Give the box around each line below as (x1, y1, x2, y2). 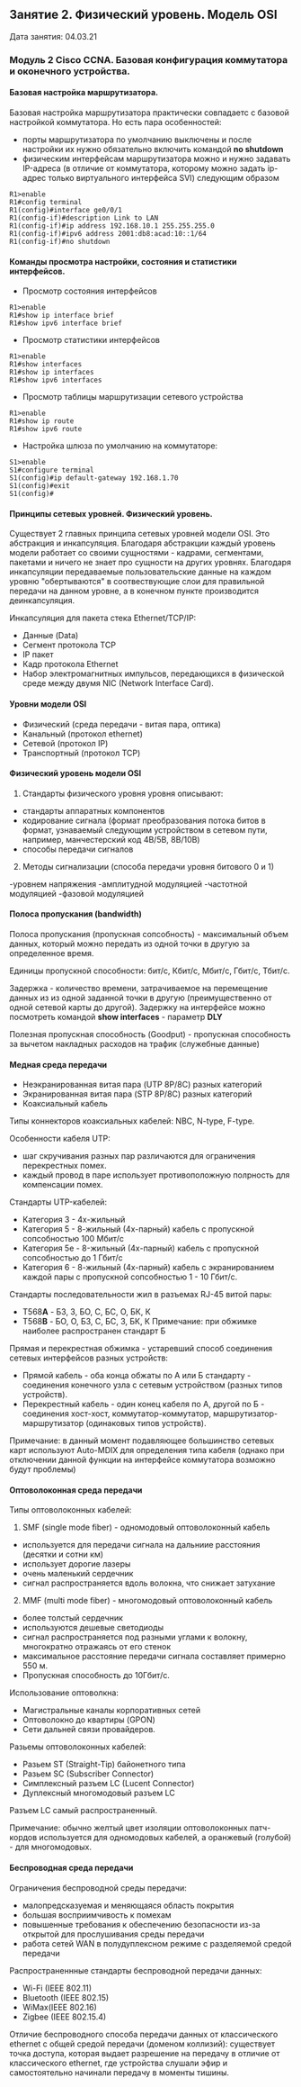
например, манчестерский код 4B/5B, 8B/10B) (22, 834, 200, 845)
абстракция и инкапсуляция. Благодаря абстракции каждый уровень (9, 538, 276, 548)
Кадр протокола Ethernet (22, 659, 119, 670)
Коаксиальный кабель (22, 1098, 108, 1109)
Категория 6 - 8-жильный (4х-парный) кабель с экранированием (22, 1262, 275, 1273)
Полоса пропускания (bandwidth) (9, 908, 142, 919)
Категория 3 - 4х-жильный (22, 1215, 126, 1225)
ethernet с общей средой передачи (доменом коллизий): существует (9, 2038, 276, 2049)
